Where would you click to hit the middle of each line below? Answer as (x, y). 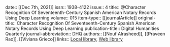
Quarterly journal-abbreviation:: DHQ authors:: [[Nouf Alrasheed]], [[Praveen (85, 34)
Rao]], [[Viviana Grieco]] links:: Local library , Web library (64, 39)
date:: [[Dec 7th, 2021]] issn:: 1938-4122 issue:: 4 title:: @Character (76, 7)
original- (147, 18)
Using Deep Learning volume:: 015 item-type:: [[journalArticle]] (71, 18)
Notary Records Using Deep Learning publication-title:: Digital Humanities (82, 28)
